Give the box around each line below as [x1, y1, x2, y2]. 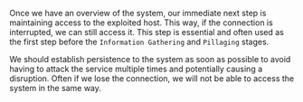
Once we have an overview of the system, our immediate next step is [9, 8, 267, 18]
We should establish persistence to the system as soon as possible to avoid [9, 54, 291, 64]
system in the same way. [9, 83, 102, 93]
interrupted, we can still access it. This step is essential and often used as [9, 27, 285, 37]
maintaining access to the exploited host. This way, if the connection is [9, 17, 273, 28]
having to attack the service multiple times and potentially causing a [9, 63, 263, 74]
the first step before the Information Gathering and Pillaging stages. [9, 36, 270, 47]
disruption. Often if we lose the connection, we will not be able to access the [9, 73, 295, 84]
